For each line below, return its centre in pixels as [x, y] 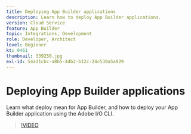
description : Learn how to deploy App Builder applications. [84, 17]
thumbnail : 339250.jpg [34, 56]
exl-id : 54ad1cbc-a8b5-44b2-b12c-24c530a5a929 [65, 61]
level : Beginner [26, 45]
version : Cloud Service [36, 23]
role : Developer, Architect [41, 39]
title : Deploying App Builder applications [61, 12]
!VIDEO [30, 125]
